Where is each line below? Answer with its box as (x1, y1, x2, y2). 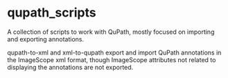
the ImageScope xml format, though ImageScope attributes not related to (7, 55, 216, 64)
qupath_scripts (7, 5, 96, 21)
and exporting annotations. (7, 35, 85, 43)
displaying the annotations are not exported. (7, 63, 134, 71)
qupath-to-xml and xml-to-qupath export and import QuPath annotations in (7, 48, 222, 57)
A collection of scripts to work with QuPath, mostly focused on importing (7, 28, 215, 36)
